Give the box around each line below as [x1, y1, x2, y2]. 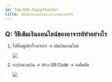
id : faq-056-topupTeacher [5, 7, 58, 12]
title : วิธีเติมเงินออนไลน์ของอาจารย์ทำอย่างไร [5, 12, 74, 17]
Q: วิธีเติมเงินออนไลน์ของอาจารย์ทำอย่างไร [5, 30, 107, 38]
